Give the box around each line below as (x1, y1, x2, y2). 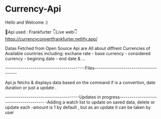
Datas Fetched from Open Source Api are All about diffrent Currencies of (5, 45, 150, 51)
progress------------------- (101, 94, 157, 100)
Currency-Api (5, 3, 62, 15)
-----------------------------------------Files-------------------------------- (5, 65, 157, 71)
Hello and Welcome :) (5, 19, 48, 25)
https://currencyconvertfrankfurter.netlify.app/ (5, 36, 98, 42)
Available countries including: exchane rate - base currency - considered (5, 50, 151, 56)
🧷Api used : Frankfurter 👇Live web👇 (5, 29, 78, 35)
